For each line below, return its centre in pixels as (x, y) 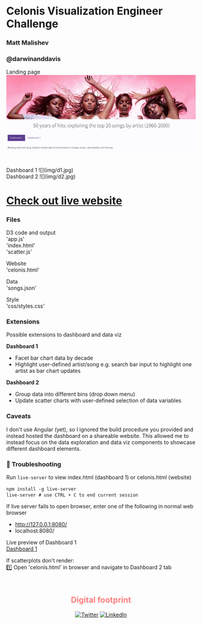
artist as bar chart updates (48, 371)
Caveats (19, 416)
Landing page (23, 72)
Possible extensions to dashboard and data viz (64, 335)
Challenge (32, 24)
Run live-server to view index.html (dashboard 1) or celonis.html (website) (99, 477)
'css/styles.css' (26, 306)
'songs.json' (21, 288)
